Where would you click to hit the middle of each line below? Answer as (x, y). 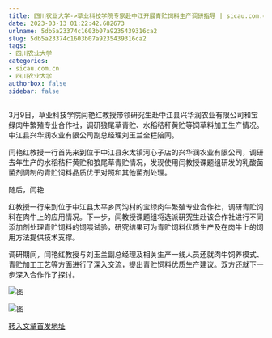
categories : (28, 61)
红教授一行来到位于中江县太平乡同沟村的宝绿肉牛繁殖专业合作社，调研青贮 (132, 207)
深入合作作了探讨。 (47, 275)
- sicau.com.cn (34, 69)
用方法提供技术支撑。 (44, 237)
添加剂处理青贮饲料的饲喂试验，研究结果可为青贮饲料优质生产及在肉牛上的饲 (136, 227)
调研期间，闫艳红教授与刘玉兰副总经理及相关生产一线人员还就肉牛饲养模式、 (136, 255)
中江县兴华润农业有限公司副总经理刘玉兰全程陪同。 (93, 135)
